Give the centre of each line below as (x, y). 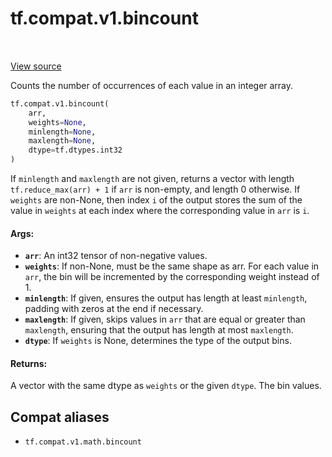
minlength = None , (62, 132)
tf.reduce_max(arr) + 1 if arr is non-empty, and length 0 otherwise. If (155, 189)
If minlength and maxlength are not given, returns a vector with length (152, 179)
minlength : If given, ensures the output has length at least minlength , (166, 298)
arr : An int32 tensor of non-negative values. (116, 256)
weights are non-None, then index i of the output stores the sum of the (156, 200)
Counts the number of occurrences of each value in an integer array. (152, 85)
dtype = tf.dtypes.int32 (75, 150)
